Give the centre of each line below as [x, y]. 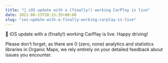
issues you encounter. [29, 55]
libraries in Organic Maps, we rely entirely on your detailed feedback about [84, 50]
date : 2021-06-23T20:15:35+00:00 [41, 15]
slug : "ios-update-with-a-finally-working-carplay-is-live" [71, 19]
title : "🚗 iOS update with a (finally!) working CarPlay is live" [78, 10]
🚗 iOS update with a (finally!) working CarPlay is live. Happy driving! [77, 34]
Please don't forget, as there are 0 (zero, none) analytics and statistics [79, 44]
